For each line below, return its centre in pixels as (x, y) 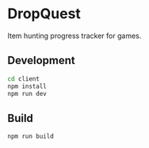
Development (42, 61)
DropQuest (44, 14)
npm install (27, 86)
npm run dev (27, 93)
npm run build (31, 137)
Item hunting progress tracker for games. (74, 36)
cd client (24, 79)
